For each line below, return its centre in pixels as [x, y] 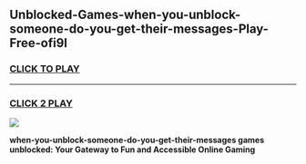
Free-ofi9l [39, 43]
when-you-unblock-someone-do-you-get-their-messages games [137, 140]
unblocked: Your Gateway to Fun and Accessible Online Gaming [133, 150]
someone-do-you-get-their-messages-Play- [139, 29]
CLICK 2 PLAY [41, 103]
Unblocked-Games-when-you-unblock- [125, 15]
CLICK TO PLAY [45, 69]
